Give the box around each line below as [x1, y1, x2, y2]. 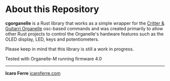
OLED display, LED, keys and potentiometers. [5, 36, 100, 42]
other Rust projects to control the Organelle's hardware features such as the [5, 31, 164, 37]
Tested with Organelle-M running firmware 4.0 [5, 55, 102, 61]
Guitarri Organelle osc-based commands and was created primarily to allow [5, 25, 163, 31]
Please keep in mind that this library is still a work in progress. [5, 46, 134, 52]
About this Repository [5, 4, 100, 15]
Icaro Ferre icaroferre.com [5, 70, 61, 76]
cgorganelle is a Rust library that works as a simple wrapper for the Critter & [5, 20, 164, 26]
